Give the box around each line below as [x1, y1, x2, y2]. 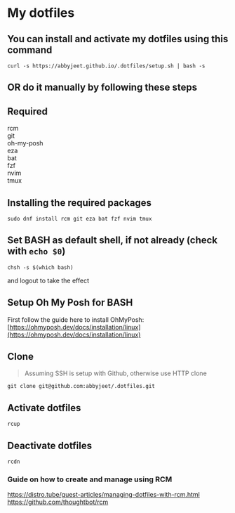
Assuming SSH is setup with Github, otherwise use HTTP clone [24, 369, 207, 377]
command [7, 44, 53, 56]
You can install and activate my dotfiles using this [7, 33, 229, 45]
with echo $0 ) [7, 245, 66, 257]
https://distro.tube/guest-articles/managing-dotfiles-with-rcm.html [7, 491, 200, 499]
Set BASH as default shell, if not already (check [7, 234, 218, 247]
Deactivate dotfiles [7, 439, 93, 451]
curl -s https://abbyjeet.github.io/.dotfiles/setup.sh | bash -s [7, 63, 206, 70]
